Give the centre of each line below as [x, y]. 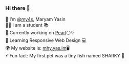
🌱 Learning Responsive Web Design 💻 [46, 40]
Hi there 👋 [18, 8]
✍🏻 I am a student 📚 [27, 25]
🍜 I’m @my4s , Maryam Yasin [35, 19]
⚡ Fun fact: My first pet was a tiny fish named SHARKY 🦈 [65, 56]
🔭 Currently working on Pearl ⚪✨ [40, 33]
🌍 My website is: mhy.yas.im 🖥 [38, 48]
